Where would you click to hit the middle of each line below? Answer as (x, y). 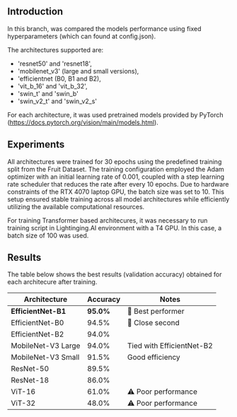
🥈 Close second (154, 323)
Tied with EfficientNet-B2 (170, 346)
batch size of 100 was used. (48, 235)
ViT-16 (23, 392)
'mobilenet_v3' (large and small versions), (78, 71)
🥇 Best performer (156, 312)
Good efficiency (154, 358)
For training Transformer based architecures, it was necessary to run (108, 220)
